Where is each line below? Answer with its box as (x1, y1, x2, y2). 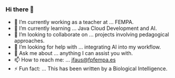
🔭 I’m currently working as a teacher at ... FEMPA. (14, 19, 134, 26)
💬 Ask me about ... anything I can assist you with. (14, 50, 133, 57)
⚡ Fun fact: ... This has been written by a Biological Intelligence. (14, 65, 168, 72)
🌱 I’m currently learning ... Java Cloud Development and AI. (14, 25, 157, 32)
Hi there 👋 (5, 5, 35, 13)
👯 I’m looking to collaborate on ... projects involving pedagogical (14, 31, 170, 38)
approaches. (14, 38, 45, 45)
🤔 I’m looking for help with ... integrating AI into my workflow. (14, 43, 161, 50)
